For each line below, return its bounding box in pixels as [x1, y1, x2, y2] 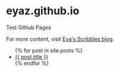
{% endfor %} [14, 60, 49, 67]
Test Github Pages [6, 24, 52, 31]
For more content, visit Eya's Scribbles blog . [6, 35, 115, 42]
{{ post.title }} [14, 53, 49, 60]
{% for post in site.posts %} [14, 46, 83, 54]
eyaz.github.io [6, 4, 80, 18]
